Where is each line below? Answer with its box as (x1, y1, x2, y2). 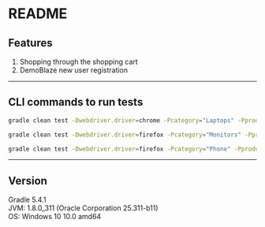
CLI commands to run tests (8, 95, 144, 109)
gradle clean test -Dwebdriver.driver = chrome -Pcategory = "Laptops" (8, 116, 235, 125)
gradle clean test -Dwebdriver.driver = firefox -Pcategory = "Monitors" (8, 131, 242, 139)
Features (8, 36, 53, 50)
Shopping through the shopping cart (19, 57, 138, 66)
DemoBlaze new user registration (19, 65, 129, 75)
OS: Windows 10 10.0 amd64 (8, 212, 102, 221)
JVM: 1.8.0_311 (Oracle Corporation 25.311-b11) (8, 203, 159, 213)
